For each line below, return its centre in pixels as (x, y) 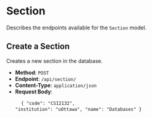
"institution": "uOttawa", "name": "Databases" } (78, 109)
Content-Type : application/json (56, 85)
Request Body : (34, 92)
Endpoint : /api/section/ (45, 78)
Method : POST (32, 72)
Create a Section (38, 46)
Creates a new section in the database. (55, 60)
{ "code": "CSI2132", (48, 103)
